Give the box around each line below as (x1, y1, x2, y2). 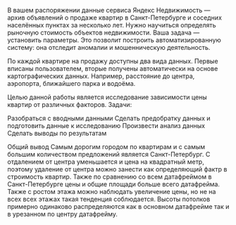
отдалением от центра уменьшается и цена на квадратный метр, (7, 157, 204, 166)
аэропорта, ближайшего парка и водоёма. (7, 79, 136, 87)
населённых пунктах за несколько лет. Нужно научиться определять (7, 21, 216, 29)
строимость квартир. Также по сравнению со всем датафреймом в (7, 172, 212, 181)
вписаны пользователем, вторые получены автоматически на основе (7, 65, 218, 72)
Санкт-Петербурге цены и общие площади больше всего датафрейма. (7, 180, 221, 188)
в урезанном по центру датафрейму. (7, 210, 118, 218)
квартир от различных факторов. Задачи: (7, 101, 132, 108)
